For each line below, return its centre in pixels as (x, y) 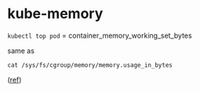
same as (21, 50)
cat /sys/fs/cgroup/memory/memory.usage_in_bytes (90, 65)
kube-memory (55, 14)
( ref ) (15, 79)
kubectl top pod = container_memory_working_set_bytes (100, 35)
